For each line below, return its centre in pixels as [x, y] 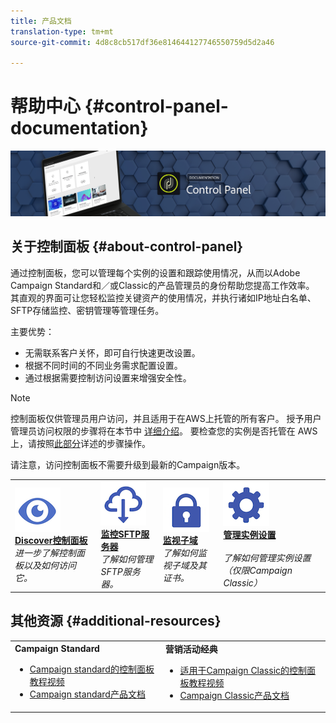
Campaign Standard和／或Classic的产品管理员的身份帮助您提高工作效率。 [162, 285]
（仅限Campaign [258, 571]
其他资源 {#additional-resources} [116, 621]
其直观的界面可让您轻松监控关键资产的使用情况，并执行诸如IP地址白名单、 [163, 297]
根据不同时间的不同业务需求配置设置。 [103, 365]
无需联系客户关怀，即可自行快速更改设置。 [112, 352]
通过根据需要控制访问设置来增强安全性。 [108, 377]
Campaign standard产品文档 [87, 694]
